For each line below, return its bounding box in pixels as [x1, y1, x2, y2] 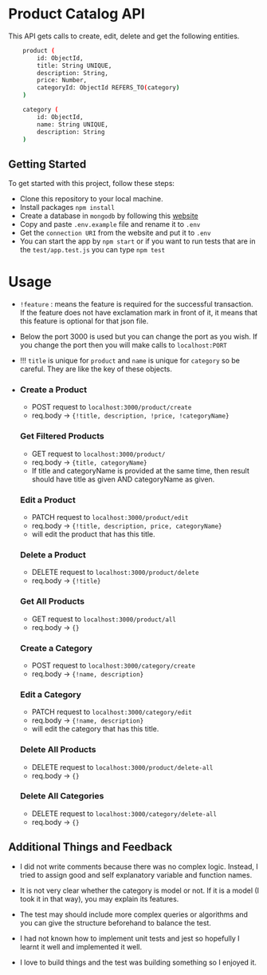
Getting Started [8, 157, 87, 171]
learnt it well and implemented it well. [19, 941, 142, 951]
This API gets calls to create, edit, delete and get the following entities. [8, 31, 240, 41]
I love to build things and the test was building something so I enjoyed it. [19, 957, 257, 967]
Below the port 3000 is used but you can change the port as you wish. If [19, 332, 257, 342]
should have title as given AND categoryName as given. [31, 474, 215, 484]
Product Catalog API [8, 5, 146, 23]
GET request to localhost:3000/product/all [31, 614, 177, 624]
